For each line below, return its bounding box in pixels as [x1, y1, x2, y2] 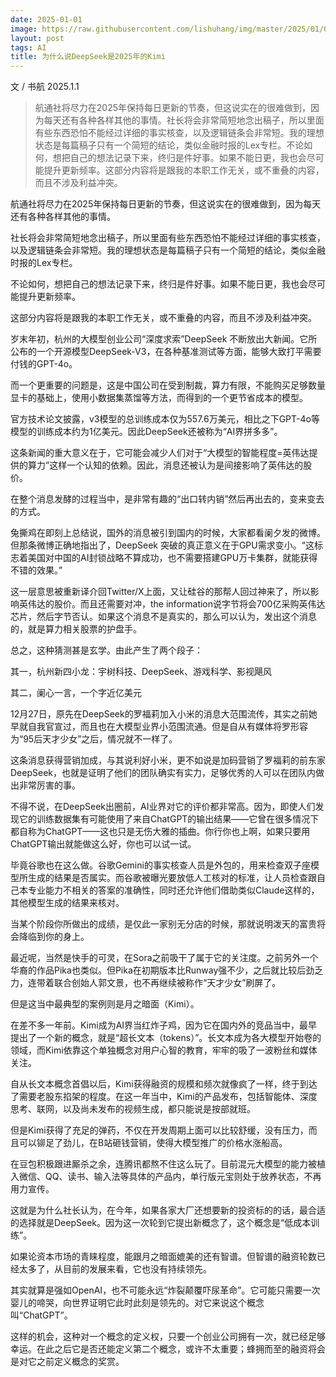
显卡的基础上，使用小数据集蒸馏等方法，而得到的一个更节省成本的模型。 [10, 392, 308, 404]
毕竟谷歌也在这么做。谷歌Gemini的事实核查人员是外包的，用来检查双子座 [10, 859, 311, 871]
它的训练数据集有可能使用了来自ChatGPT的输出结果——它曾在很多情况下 [18, 813, 320, 825]
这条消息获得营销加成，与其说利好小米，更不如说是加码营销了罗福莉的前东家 [10, 754, 326, 766]
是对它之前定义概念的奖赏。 [10, 1356, 125, 1368]
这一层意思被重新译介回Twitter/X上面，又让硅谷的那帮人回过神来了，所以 [10, 586, 311, 598]
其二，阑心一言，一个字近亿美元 [10, 687, 142, 699]
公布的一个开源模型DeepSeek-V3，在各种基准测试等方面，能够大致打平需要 [10, 346, 322, 358]
